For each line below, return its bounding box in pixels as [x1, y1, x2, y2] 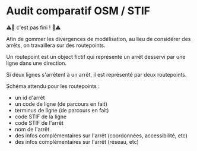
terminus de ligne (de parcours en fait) [14, 106, 109, 114]
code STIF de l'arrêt [14, 119, 64, 126]
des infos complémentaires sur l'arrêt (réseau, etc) [14, 138, 139, 145]
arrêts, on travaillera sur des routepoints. [6, 42, 106, 49]
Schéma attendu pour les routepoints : [6, 82, 100, 90]
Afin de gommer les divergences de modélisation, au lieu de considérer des [6, 35, 191, 42]
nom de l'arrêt [14, 125, 50, 133]
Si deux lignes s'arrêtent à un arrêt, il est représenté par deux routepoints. [6, 71, 187, 78]
